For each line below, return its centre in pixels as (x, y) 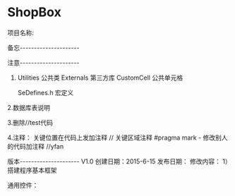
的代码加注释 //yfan (36, 146)
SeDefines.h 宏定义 (46, 92)
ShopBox (34, 12)
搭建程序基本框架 (32, 170)
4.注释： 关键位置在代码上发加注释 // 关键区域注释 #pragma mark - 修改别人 (117, 137)
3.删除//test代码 (30, 122)
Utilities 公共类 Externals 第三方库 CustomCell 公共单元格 (100, 78)
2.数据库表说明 (29, 107)
